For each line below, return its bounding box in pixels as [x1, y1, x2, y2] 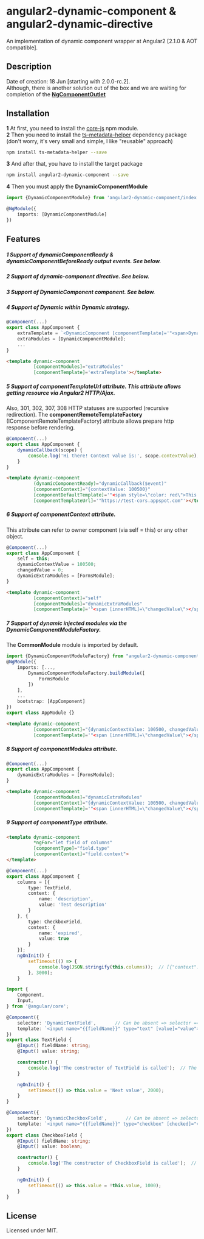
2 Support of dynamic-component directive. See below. [6, 273, 150, 280]
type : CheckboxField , [28, 919, 83, 925]
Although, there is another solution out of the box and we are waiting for [6, 84, 187, 91]
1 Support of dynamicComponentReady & [6, 251, 114, 258]
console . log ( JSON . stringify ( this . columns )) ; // [38, 964, 165, 970]
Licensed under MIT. [6, 1227, 58, 1234]
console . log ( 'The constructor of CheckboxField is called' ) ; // [28, 1160, 197, 1167]
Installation [6, 108, 50, 119]
